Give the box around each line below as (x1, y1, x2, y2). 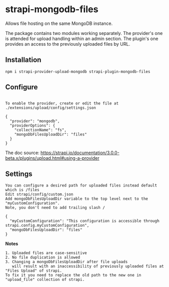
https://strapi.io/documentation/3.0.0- (40, 150, 120, 156)
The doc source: (5, 150, 39, 156)
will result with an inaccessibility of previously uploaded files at (12, 264, 164, 269)
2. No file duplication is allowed (5, 255, 80, 260)
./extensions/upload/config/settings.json (5, 105, 96, 110)
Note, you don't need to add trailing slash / (5, 205, 105, 210)
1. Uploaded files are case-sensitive (5, 250, 87, 256)
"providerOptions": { (10, 123, 56, 128)
